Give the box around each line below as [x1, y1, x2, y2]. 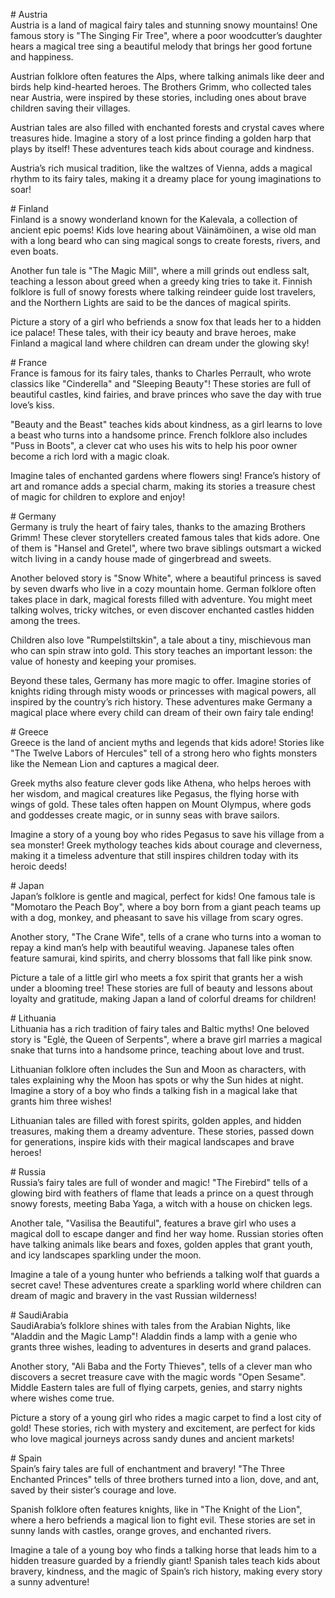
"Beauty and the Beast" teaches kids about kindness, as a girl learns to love [10, 419, 323, 430]
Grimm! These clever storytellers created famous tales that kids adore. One [10, 532, 321, 543]
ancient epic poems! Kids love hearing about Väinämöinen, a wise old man [10, 224, 317, 236]
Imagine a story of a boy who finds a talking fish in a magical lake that [10, 1085, 298, 1096]
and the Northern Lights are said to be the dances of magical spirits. [10, 297, 292, 308]
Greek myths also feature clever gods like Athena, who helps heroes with [10, 777, 312, 789]
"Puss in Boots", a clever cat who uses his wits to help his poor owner [10, 440, 298, 451]
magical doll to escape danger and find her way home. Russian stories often [10, 1228, 324, 1239]
